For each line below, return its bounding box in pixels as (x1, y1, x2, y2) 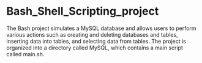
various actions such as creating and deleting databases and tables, (6, 31, 179, 38)
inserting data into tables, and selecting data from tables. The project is (6, 37, 187, 45)
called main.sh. (6, 50, 45, 57)
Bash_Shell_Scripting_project (6, 4, 159, 18)
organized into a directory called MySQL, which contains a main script (6, 44, 184, 51)
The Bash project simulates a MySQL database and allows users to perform (6, 24, 197, 32)
